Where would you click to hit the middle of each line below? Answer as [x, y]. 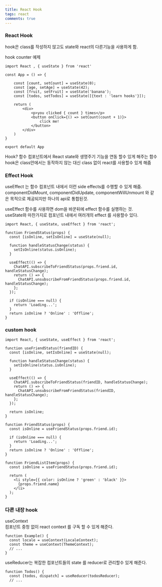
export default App [25, 147]
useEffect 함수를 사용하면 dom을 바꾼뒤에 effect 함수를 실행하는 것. [69, 209]
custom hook [21, 329]
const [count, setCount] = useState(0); [55, 83]
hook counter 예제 [23, 57]
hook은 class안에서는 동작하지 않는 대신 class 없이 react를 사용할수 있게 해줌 [78, 163]
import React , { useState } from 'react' [48, 66]
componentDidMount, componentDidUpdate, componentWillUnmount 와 [77, 193]
